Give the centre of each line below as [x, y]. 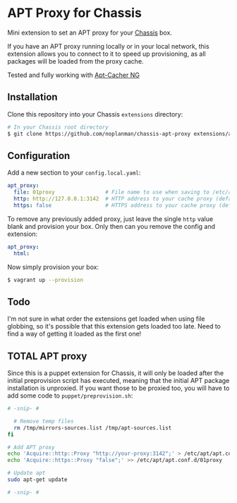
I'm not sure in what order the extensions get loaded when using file [106, 319]
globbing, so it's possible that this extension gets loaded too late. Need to [114, 326]
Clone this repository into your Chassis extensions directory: [95, 114]
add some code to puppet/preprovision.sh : [70, 396]
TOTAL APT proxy [47, 356]
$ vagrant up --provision [45, 280]
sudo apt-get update [38, 480]
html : [22, 253]
